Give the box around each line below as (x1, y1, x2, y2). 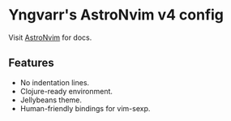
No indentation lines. (19, 77, 90, 87)
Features (8, 56, 54, 70)
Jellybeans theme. (19, 95, 83, 105)
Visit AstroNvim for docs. (8, 32, 92, 42)
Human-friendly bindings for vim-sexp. (19, 103, 151, 113)
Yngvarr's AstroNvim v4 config (8, 6, 225, 24)
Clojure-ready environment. (19, 86, 113, 96)
